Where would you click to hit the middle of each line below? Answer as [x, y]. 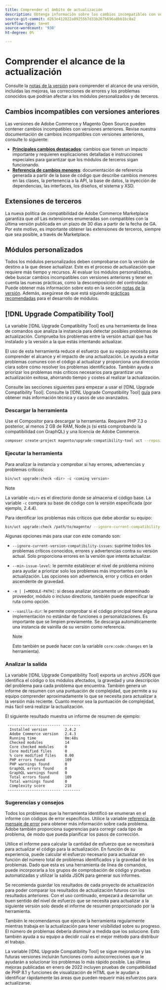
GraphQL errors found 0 [39, 768]
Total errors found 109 [41, 777]
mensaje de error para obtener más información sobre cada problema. [77, 824]
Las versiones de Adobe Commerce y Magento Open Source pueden [75, 124]
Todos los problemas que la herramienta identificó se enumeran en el [76, 813]
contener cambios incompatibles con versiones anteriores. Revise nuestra [81, 129]
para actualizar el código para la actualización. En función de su [70, 849]
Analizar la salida [26, 664]
